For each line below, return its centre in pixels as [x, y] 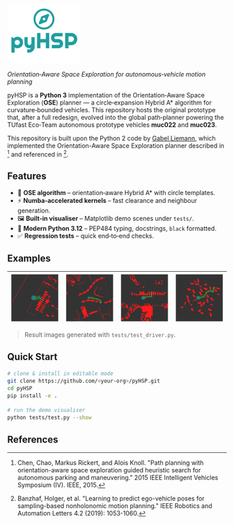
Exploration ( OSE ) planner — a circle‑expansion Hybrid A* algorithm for [110, 102]
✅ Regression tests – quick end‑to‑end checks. [86, 236]
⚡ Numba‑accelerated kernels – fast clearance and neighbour [107, 201]
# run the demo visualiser [46, 410]
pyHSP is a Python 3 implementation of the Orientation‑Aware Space [106, 95]
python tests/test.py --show [49, 418]
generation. [34, 210]
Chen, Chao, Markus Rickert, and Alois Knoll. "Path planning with [110, 463]
